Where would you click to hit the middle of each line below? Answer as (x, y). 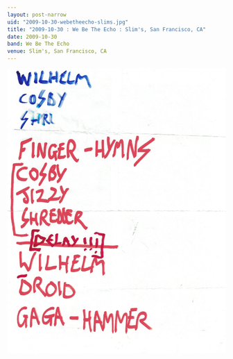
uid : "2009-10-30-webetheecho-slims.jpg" (68, 22)
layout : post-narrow (37, 15)
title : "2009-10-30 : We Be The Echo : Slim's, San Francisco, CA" (107, 29)
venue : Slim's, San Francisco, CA (57, 51)
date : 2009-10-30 (32, 37)
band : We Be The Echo (38, 44)
